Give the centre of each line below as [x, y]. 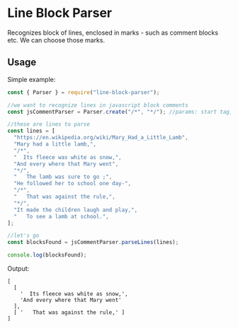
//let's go [23, 236]
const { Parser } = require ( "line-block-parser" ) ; [84, 92]
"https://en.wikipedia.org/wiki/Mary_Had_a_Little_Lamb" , [101, 138]
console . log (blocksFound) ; [47, 255]
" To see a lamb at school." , [62, 216]
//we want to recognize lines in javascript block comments [98, 105]
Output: [18, 269]
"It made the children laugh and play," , [76, 210]
